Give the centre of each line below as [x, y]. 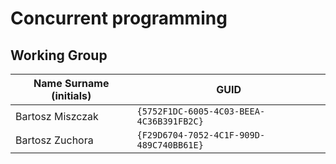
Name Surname [71, 83]
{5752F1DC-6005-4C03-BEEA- [201, 111]
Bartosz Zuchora [54, 140]
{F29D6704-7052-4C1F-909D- [201, 135]
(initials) [71, 95]
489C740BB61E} [170, 145]
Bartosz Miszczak [57, 116]
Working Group [59, 55]
